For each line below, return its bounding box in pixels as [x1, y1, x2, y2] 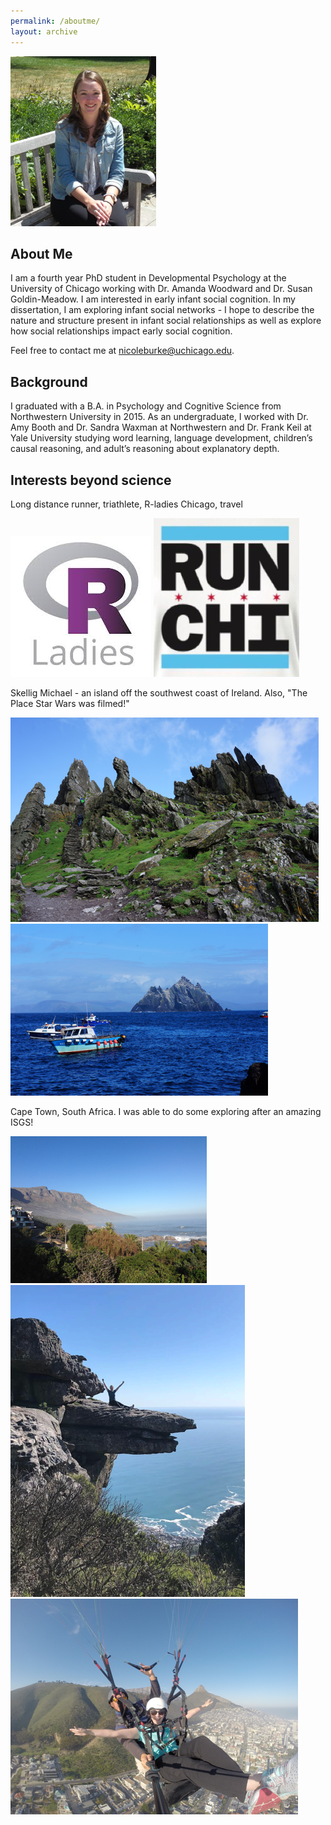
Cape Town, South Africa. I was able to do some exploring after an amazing [10, 1105, 322, 1117]
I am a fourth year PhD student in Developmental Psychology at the [10, 272, 287, 284]
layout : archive [10, 26, 78, 37]
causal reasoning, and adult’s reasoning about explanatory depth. [10, 443, 280, 455]
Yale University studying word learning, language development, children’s [10, 432, 313, 444]
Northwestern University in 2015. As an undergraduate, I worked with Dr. [10, 411, 309, 423]
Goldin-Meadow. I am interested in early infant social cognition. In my [10, 293, 296, 305]
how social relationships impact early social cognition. [10, 325, 233, 337]
